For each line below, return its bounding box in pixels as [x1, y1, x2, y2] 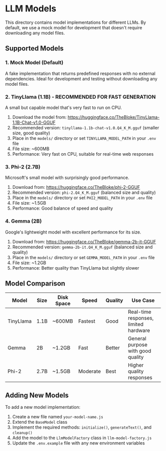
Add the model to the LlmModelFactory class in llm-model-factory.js [12, 435, 152, 441]
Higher [127, 362, 144, 369]
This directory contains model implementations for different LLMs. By [5, 19, 146, 25]
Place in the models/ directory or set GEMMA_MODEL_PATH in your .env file [12, 254, 155, 260]
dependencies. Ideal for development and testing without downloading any [5, 75, 158, 82]
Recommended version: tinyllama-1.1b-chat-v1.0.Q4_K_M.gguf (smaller [12, 124, 160, 130]
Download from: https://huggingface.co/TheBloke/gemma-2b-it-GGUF [12, 238, 157, 244]
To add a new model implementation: [5, 404, 81, 410]
